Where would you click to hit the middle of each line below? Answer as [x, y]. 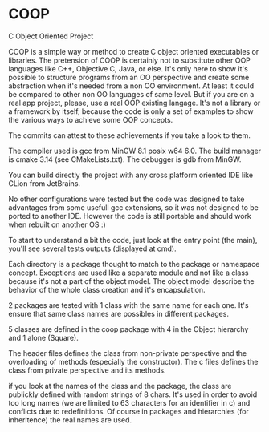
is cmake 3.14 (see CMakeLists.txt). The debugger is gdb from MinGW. [125, 159]
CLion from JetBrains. [45, 183]
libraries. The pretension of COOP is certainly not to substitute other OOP [130, 60]
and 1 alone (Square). [43, 337]
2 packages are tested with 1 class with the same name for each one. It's [128, 305]
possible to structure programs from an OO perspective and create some [129, 77]
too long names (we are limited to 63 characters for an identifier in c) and [129, 402]
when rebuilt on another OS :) [57, 224]
